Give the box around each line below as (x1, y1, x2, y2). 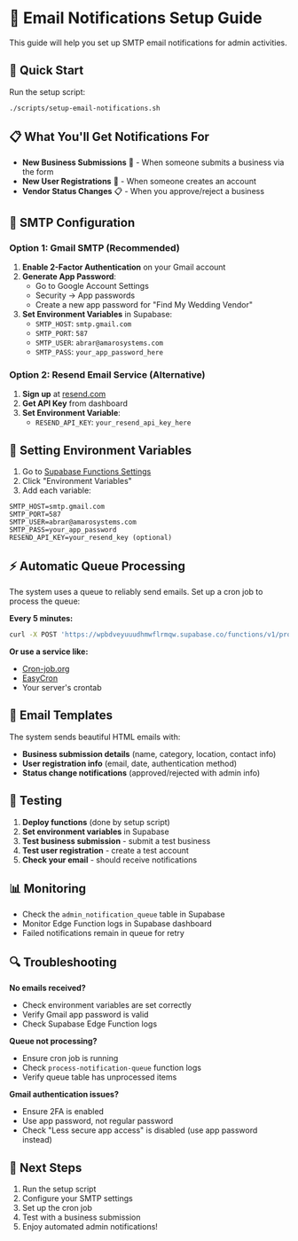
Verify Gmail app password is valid (21, 1010, 149, 1020)
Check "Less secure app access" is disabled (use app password (21, 1125, 258, 1136)
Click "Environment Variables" (21, 476, 133, 487)
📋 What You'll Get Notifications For (9, 129, 210, 144)
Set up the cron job (21, 1202, 93, 1213)
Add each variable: (21, 485, 91, 496)
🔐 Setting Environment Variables (9, 442, 192, 457)
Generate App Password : (21, 271, 117, 282)
